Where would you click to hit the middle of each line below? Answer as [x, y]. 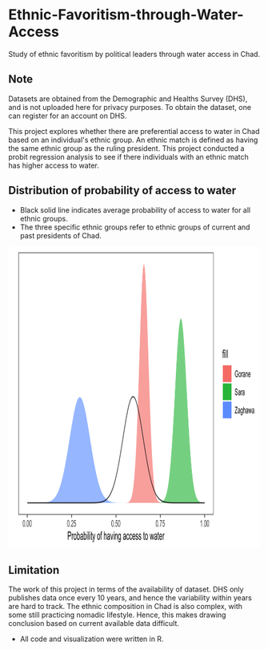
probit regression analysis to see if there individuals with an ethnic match [129, 156]
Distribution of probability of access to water [122, 191]
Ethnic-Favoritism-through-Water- [126, 15]
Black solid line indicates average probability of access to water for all [135, 209]
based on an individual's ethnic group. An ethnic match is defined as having [133, 140]
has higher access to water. [54, 165]
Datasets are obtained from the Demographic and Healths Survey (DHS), [128, 99]
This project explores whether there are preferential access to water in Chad [134, 131]
